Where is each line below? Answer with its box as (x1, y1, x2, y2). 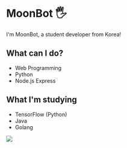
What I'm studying (6, 95, 77, 105)
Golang (14, 123, 33, 130)
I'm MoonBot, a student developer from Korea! (6, 30, 122, 38)
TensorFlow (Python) (14, 111, 67, 118)
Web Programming (14, 64, 62, 71)
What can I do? (6, 48, 64, 59)
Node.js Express (14, 77, 56, 84)
